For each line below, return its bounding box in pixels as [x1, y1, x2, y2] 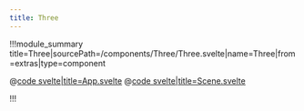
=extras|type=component [9, 57, 106, 68]
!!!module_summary [9, 38, 84, 49]
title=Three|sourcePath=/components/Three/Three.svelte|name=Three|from [9, 47, 296, 59]
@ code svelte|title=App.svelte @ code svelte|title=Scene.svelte [9, 75, 246, 86]
